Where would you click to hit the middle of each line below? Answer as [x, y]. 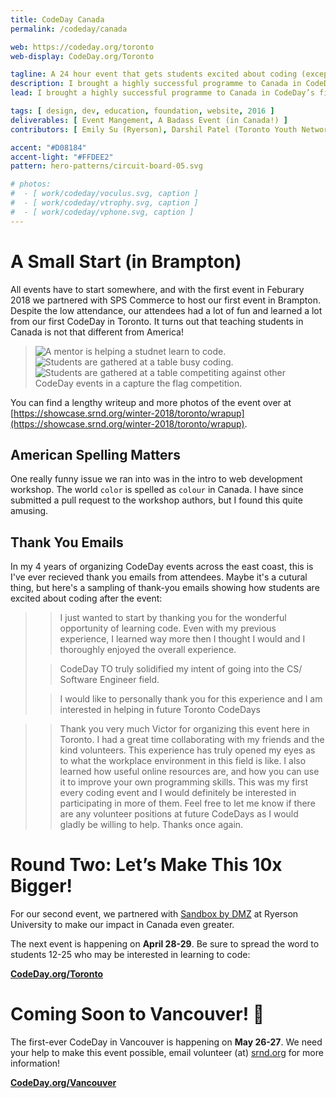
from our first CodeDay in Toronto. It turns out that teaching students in [157, 321]
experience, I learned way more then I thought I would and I [182, 639]
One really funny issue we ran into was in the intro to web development [156, 479]
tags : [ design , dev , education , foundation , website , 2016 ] [142, 111]
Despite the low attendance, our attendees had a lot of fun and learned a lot [166, 310]
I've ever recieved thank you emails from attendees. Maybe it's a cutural [159, 577]
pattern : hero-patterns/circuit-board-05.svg [106, 166]
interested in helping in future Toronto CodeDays [160, 710]
